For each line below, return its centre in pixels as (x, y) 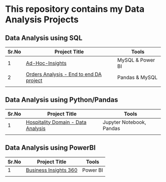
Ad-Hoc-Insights (46, 63)
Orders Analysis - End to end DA (64, 74)
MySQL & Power (136, 60)
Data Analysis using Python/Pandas (62, 100)
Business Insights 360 (52, 170)
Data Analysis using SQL (44, 38)
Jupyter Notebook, (125, 122)
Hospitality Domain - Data (56, 122)
